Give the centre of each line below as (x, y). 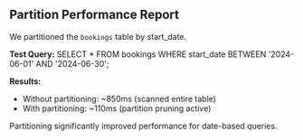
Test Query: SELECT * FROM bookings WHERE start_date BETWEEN (138, 54)
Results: (25, 81)
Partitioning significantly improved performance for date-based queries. (143, 126)
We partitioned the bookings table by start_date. (98, 36)
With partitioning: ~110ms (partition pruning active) (117, 108)
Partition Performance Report (94, 15)
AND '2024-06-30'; (72, 63)
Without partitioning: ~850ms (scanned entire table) (119, 98)
